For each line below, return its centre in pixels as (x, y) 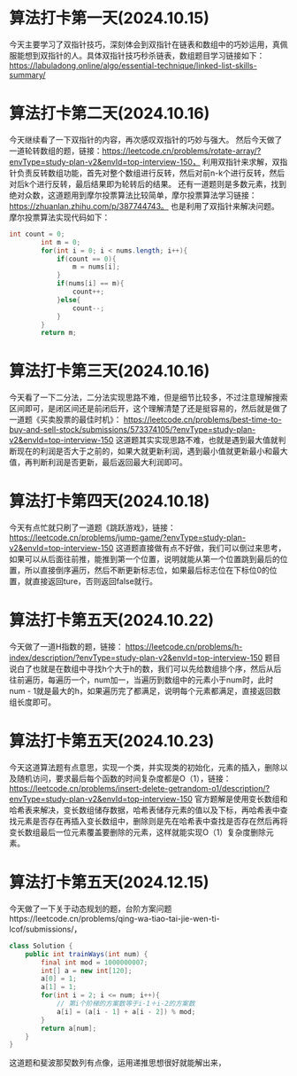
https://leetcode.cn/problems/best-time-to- (202, 420)
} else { (69, 300)
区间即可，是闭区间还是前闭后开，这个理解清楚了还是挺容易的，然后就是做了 (148, 409)
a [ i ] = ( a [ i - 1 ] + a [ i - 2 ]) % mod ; (126, 1011)
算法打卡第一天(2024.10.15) (110, 18)
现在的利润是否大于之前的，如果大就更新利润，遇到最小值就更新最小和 (144, 451)
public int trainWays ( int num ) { (87, 954)
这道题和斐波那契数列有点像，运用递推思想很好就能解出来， (118, 1063)
